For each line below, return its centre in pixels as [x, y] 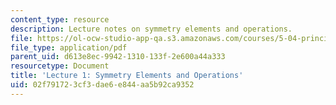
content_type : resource [60, 19]
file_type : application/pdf [69, 47]
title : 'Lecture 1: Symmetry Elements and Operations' [127, 76]
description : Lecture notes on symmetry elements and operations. [151, 29]
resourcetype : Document [60, 66]
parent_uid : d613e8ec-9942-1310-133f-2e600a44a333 [118, 57]
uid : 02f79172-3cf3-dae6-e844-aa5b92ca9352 [102, 85]
